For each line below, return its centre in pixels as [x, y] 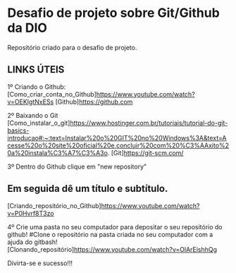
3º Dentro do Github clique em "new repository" [77, 166]
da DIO [27, 28]
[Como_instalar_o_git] [39, 123]
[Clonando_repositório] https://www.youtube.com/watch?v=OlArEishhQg [112, 249]
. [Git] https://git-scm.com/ [145, 152]
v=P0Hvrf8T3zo [31, 213]
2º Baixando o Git [33, 115]
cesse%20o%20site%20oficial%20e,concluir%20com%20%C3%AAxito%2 [118, 145]
